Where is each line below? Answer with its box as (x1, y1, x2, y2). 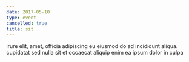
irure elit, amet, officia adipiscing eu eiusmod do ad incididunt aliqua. (6, 43, 178, 50)
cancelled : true (6, 20, 47, 26)
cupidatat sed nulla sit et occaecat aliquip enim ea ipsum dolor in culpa (6, 49, 184, 57)
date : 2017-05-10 (6, 9, 50, 15)
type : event (6, 15, 36, 21)
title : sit (6, 26, 34, 32)
